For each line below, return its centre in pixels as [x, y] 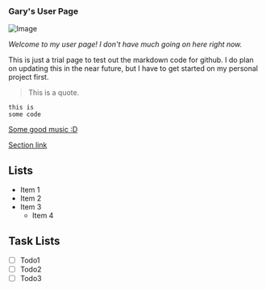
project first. [29, 77]
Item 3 [31, 207]
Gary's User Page [44, 11]
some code [25, 114]
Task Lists [34, 240]
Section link [28, 145]
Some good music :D [43, 130]
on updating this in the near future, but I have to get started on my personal [133, 68]
